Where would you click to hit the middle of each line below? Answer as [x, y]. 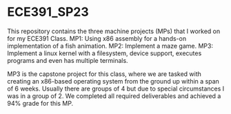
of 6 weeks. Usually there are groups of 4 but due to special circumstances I [116, 88]
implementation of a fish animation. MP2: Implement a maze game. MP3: [110, 46]
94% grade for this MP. [40, 103]
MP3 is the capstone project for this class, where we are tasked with [104, 74]
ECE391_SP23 [48, 12]
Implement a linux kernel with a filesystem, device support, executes [104, 53]
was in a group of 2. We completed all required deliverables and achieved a [114, 96]
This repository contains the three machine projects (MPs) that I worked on [114, 31]
